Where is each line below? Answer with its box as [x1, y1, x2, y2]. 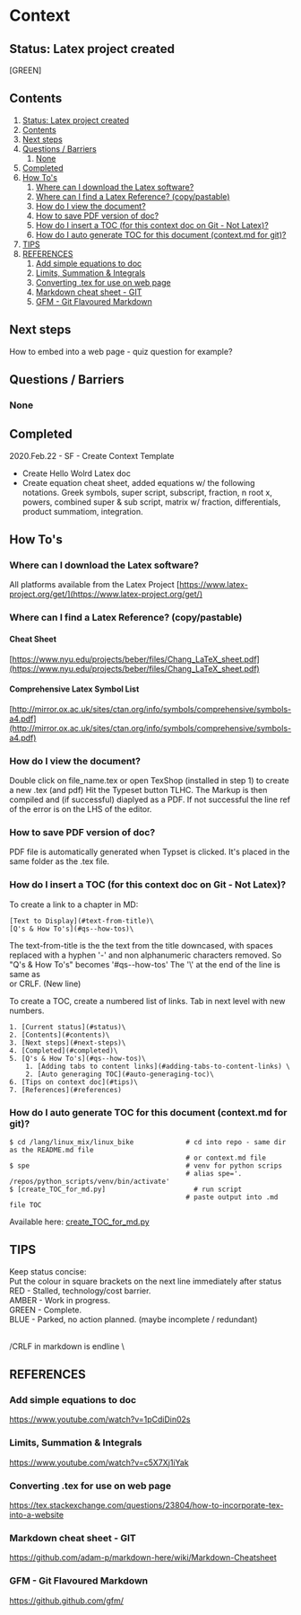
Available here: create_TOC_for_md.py [9, 1216, 150, 1227]
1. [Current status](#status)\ [9, 1022, 126, 1031]
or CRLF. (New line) [9, 978, 82, 989]
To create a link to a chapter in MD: [9, 899, 139, 910]
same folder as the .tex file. [9, 856, 110, 867]
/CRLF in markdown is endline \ [9, 1340, 125, 1352]
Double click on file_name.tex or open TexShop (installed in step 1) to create [9, 775, 289, 786]
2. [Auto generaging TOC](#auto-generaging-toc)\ [25, 1070, 215, 1079]
